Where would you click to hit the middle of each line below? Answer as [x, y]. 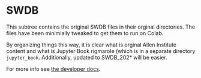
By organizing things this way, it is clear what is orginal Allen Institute [91, 45]
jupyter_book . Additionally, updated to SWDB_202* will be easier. [87, 57]
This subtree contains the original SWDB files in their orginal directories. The [101, 27]
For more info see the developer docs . [53, 68]
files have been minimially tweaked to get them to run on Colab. [85, 33]
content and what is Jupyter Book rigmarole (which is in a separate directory [101, 51]
